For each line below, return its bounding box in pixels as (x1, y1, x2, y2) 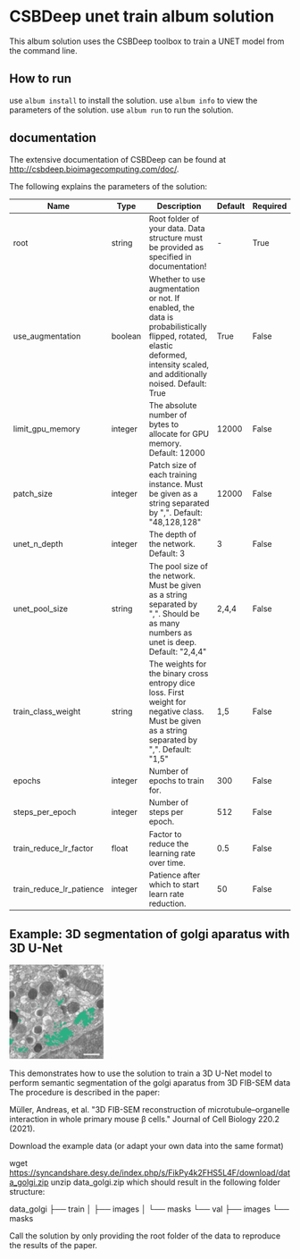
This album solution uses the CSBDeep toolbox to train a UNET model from (9, 36, 285, 46)
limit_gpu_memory (12, 424, 80, 434)
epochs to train (148, 776, 204, 786)
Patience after (148, 869, 201, 880)
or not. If (148, 292, 180, 303)
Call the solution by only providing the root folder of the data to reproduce (9, 1230, 281, 1241)
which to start (148, 878, 199, 890)
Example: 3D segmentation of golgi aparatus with (9, 927, 290, 942)
